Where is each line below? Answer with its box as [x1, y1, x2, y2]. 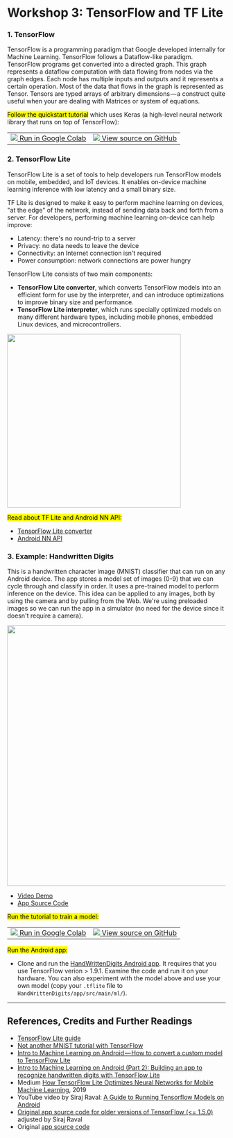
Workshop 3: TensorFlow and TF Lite [7, 5, 223, 21]
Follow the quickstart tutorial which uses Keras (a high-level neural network [7, 110, 223, 119]
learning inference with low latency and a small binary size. [7, 185, 176, 193]
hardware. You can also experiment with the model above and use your [17, 974, 221, 982]
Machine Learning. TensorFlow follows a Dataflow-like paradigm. [7, 53, 193, 61]
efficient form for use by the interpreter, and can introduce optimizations [17, 290, 224, 299]
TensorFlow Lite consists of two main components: [7, 270, 153, 278]
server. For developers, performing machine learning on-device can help [7, 213, 215, 222]
